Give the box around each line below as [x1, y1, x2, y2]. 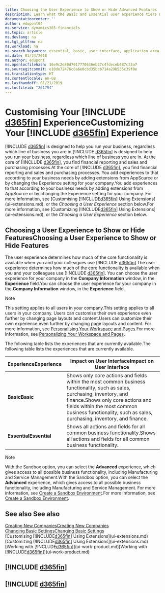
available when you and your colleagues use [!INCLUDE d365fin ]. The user [5, 260, 156, 266]
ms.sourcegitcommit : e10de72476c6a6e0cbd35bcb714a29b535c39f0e [5, 67, 137, 72]
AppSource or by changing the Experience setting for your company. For [5, 191, 152, 197]
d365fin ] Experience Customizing [5, 117, 144, 128]
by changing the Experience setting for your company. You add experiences [5, 180, 158, 186]
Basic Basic [7, 394, 34, 401]
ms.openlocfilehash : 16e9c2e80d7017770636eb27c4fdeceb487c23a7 [5, 62, 137, 67]
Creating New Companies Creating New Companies [5, 523, 109, 529]
